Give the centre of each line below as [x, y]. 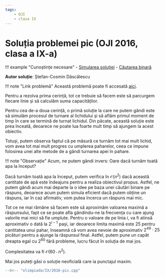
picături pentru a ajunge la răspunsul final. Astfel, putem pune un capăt [77, 235]
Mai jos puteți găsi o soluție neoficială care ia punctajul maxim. [68, 261]
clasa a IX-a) [31, 53]
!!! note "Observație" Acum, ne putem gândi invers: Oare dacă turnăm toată [81, 161]
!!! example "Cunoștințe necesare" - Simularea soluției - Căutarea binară [78, 67]
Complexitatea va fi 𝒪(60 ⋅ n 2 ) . [36, 251]
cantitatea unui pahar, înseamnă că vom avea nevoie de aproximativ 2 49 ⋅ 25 [82, 229]
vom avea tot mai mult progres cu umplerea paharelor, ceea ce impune [77, 146]
